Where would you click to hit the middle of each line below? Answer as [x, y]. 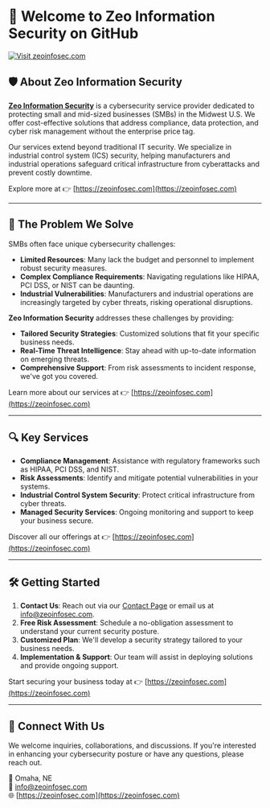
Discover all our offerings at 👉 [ [61, 537]
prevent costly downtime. [50, 172]
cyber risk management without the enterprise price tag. [102, 131]
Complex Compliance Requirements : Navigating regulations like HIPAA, [139, 276]
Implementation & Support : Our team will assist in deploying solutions [136, 657]
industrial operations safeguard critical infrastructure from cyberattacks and [134, 163]
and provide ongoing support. [69, 666]
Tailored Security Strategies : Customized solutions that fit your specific [139, 333]
